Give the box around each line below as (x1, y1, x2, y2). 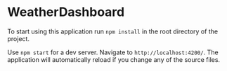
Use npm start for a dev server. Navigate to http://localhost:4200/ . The (7, 48, 219, 56)
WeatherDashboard (7, 4, 125, 20)
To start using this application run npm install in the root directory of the (7, 27, 219, 35)
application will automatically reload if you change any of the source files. (7, 55, 220, 63)
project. (7, 34, 30, 42)
